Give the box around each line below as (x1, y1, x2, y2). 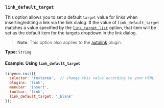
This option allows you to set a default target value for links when (5, 14, 138, 20)
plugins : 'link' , (9, 81, 45, 85)
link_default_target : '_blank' (9, 94, 73, 99)
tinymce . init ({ (5, 71, 36, 76)
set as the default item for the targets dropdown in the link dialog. (5, 30, 137, 36)
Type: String (5, 49, 32, 55)
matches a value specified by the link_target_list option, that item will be (5, 25, 157, 31)
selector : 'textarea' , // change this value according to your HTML (9, 76, 154, 81)
